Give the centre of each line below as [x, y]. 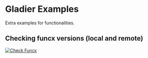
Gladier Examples [42, 9]
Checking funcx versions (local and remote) [74, 38]
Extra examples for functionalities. [40, 23]
